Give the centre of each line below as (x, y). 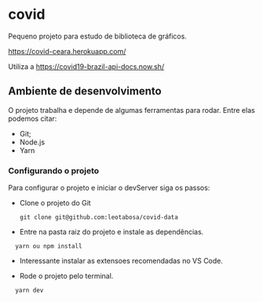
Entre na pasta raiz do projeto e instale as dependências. (111, 232)
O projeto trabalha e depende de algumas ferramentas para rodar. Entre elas (131, 110)
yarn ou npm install (49, 246)
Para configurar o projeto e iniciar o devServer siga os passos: (109, 188)
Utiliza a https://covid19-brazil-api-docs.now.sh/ (86, 66)
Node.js (32, 142)
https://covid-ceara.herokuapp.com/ (67, 51)
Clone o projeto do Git (55, 203)
